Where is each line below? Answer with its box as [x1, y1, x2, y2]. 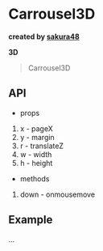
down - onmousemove [19, 189, 95, 199]
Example [8, 213, 53, 227]
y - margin [19, 132, 55, 142]
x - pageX [19, 123, 54, 134]
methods [19, 173, 50, 183]
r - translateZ [19, 141, 64, 151]
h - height [19, 158, 53, 168]
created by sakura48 [8, 32, 80, 41]
